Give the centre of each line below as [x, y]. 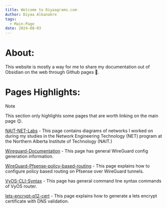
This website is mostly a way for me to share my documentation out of [77, 67]
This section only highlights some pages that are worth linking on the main [82, 116]
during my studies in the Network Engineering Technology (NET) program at [84, 136]
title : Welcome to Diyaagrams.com [41, 10]
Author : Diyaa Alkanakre [31, 14]
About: [20, 53]
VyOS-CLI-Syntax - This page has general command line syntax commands [83, 181]
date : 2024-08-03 [23, 28]
